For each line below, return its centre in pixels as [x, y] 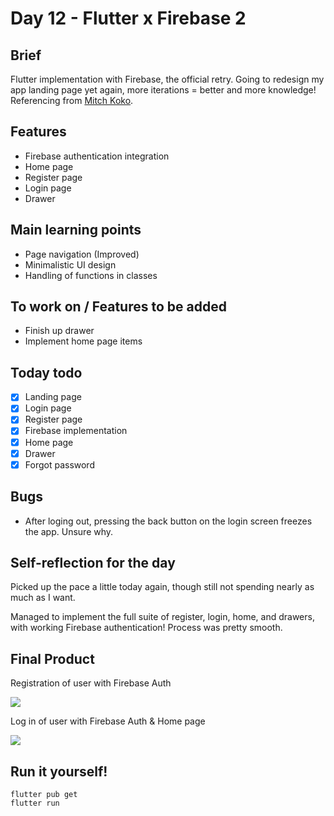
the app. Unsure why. [69, 531]
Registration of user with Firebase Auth [91, 683]
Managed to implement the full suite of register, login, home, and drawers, [162, 617]
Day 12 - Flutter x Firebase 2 [128, 18]
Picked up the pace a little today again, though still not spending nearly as [162, 587]
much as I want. [43, 598]
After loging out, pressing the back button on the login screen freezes [168, 521]
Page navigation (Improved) [82, 254]
